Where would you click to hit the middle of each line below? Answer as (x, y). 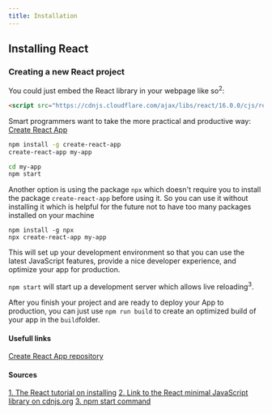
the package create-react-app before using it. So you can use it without (128, 198)
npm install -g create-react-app (65, 144)
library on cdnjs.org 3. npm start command (80, 401)
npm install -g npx (41, 230)
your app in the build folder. (54, 320)
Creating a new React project (67, 71)
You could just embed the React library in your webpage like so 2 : (117, 90)
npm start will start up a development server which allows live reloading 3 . (131, 286)
